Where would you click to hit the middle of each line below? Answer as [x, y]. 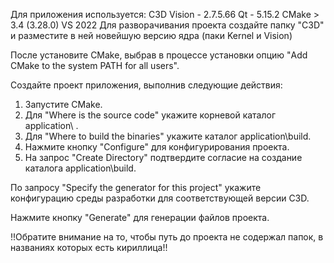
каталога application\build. [80, 168]
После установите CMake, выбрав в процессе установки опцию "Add [159, 55]
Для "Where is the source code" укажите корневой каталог [150, 115]
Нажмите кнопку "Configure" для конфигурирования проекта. [157, 147]
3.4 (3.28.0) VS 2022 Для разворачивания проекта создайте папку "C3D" [167, 25]
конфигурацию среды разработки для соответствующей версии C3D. [160, 198]
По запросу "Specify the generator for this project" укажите [136, 187]
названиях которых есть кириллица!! [89, 247]
